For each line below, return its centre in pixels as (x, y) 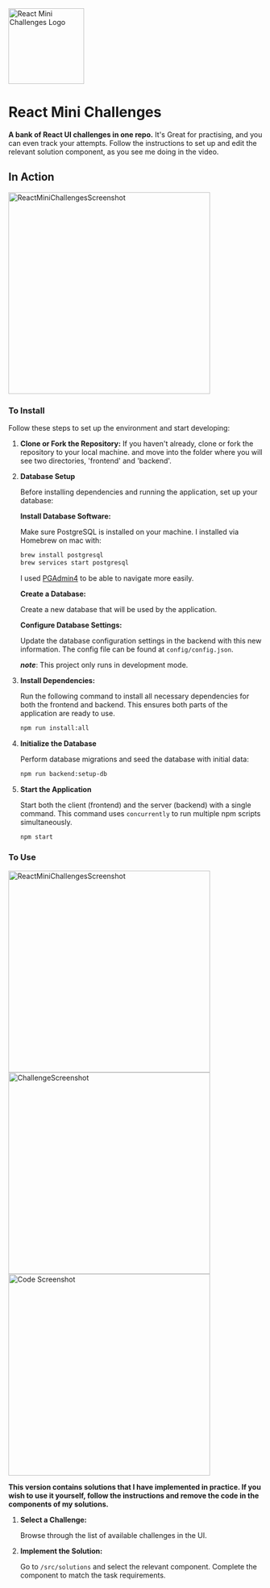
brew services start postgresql (74, 563)
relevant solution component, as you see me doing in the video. (114, 152)
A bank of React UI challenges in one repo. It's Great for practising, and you (135, 134)
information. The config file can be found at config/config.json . (127, 649)
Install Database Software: (65, 516)
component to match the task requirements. (93, 1575)
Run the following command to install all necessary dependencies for (135, 696)
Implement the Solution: (61, 1551)
